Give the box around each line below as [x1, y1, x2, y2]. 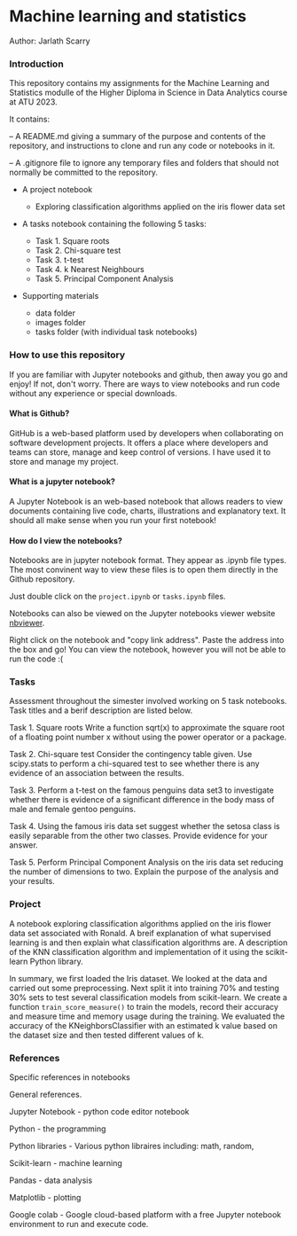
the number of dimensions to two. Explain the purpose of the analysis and [9, 866, 279, 877]
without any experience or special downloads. [9, 387, 177, 398]
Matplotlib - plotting [9, 1193, 82, 1203]
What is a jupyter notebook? [9, 476, 115, 487]
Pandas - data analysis [9, 1175, 93, 1185]
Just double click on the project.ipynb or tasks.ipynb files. [9, 591, 226, 602]
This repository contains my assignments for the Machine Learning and [9, 78, 270, 89]
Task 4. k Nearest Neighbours [35, 264, 145, 275]
